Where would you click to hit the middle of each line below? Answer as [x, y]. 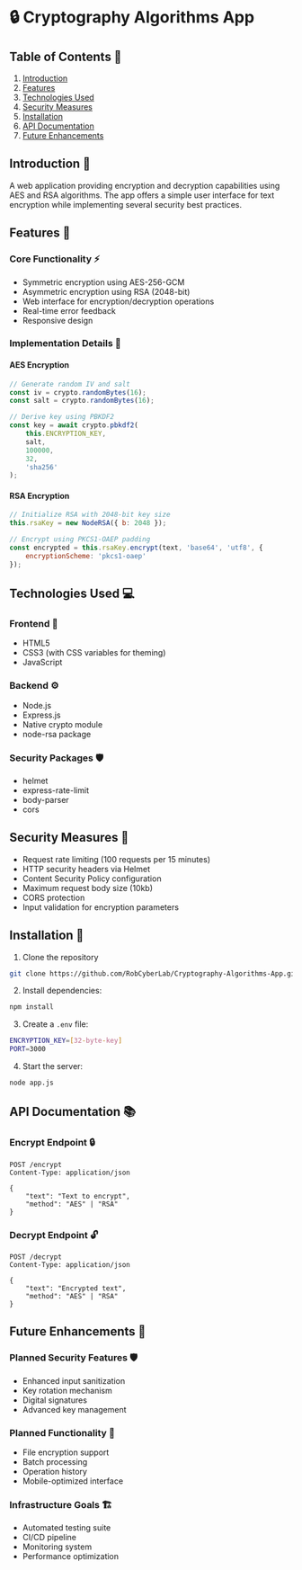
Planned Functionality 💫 [62, 1432]
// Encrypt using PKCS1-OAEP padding [80, 540]
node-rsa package [57, 734]
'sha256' [42, 467]
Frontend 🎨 [34, 624]
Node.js [37, 705]
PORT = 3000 [28, 1049]
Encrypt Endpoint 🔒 [53, 1143]
